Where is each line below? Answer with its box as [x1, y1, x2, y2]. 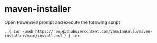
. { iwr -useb [4, 29, 34, 34]
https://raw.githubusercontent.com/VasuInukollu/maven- [35, 29, 153, 34]
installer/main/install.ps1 [4, 33, 63, 38]
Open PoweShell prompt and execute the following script [4, 20, 120, 25]
